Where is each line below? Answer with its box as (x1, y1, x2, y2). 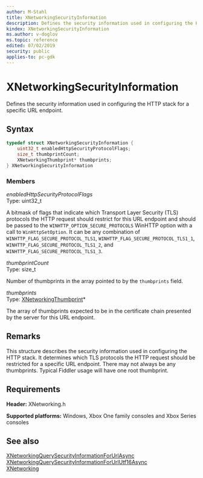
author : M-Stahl (6, 8, 47, 15)
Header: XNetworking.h (6, 400, 66, 408)
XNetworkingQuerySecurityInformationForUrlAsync (6, 452, 135, 459)
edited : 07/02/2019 (6, 43, 56, 49)
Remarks (6, 331, 41, 342)
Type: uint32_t (6, 198, 42, 205)
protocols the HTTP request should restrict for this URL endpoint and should (6, 216, 196, 223)
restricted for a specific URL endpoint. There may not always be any (6, 360, 176, 367)
